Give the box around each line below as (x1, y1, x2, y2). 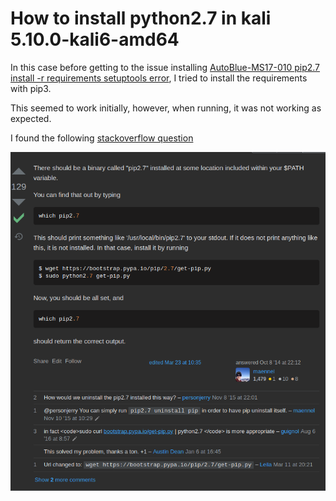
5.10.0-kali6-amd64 (10, 28, 180, 51)
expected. (10, 112, 52, 124)
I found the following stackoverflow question (10, 132, 194, 144)
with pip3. (10, 82, 52, 94)
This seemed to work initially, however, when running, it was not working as (10, 102, 322, 114)
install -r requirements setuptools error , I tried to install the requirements (10, 72, 308, 84)
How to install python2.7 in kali (10, 7, 272, 30)
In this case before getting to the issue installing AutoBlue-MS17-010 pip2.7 (10, 61, 321, 73)
